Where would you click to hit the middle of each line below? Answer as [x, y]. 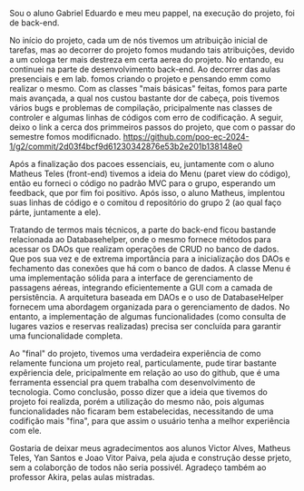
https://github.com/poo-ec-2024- [186, 137]
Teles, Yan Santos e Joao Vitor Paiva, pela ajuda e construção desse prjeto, [151, 458]
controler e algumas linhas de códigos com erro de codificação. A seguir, [147, 118]
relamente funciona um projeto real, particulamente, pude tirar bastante [143, 363]
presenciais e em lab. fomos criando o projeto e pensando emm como [140, 79]
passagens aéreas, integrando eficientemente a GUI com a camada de [141, 288]
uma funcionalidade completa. [66, 336]
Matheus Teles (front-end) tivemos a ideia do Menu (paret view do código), [150, 173]
